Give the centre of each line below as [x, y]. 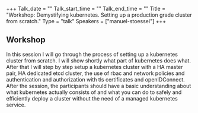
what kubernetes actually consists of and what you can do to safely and [94, 92]
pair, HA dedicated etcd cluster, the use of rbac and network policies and [95, 73]
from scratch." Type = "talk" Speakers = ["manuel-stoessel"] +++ [86, 21]
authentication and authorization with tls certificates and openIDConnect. [95, 79]
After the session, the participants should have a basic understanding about [99, 86]
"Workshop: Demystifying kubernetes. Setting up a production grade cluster [99, 15]
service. [16, 105]
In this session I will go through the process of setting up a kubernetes [92, 54]
